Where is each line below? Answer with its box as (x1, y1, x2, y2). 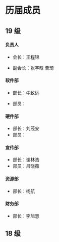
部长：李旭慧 (12, 212, 39, 219)
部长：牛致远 (12, 90, 39, 96)
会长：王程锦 (12, 54, 39, 60)
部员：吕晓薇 (12, 163, 39, 169)
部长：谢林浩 (12, 156, 39, 163)
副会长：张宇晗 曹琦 (12, 65, 54, 71)
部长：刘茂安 (12, 125, 39, 131)
